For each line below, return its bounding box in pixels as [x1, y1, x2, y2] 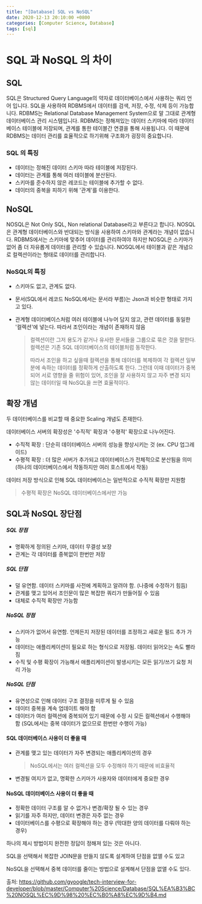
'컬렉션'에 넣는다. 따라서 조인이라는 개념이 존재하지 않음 [14, 323, 146, 330]
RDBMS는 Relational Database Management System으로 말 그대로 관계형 [19, 110, 196, 117]
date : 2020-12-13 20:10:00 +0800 [6, 14, 90, 21]
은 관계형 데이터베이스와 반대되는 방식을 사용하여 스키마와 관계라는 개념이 [6, 229, 179, 236]
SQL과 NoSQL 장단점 [6, 508, 82, 519]
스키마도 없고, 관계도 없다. [14, 282, 77, 289]
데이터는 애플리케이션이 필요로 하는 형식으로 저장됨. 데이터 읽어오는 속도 [14, 643, 185, 650]
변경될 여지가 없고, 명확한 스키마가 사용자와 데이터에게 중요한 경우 [14, 774, 170, 782]
